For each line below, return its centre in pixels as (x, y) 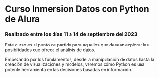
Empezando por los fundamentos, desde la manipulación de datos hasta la (80, 60)
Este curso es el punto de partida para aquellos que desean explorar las (77, 45)
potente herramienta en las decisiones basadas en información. (69, 70)
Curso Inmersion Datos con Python (77, 9)
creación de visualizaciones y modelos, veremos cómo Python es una (75, 64)
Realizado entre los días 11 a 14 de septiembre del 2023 (71, 34)
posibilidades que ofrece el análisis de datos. (50, 50)
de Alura (23, 19)
